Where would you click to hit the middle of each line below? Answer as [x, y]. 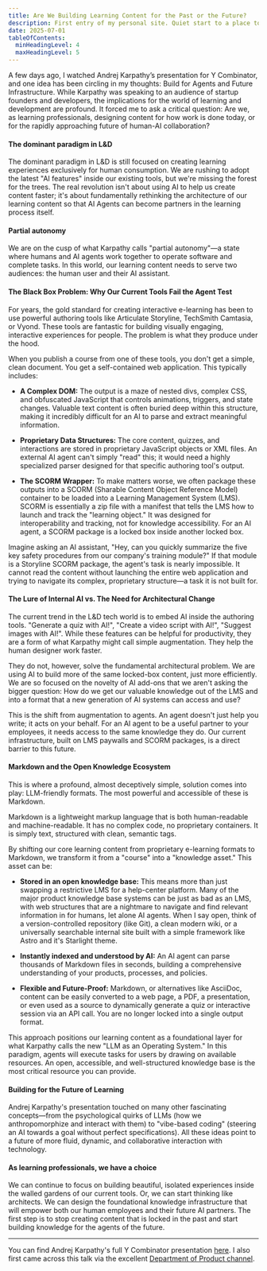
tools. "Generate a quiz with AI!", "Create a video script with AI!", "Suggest [130, 625]
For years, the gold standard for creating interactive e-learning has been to [131, 309]
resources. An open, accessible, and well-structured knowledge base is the [132, 1063]
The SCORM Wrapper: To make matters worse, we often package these [138, 481]
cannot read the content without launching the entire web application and [128, 572]
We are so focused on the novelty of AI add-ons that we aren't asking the [128, 682]
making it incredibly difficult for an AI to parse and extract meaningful [133, 416]
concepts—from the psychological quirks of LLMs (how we [105, 1116]
